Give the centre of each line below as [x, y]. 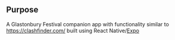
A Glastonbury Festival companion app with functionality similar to [87, 24]
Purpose [22, 10]
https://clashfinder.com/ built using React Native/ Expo [73, 30]
